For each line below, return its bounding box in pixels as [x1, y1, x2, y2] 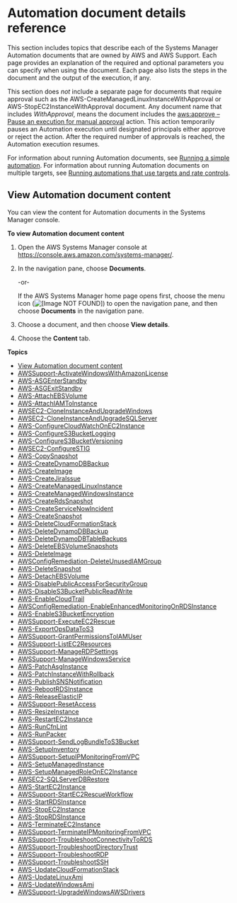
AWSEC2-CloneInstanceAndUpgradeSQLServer [17, 414, 158, 422]
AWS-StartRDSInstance [17, 798, 86, 806]
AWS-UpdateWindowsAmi [17, 880, 94, 889]
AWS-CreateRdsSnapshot [17, 497, 93, 505]
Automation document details [7, 5, 186, 21]
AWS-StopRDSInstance [17, 812, 86, 821]
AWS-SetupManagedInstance [17, 759, 105, 769]
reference [7, 20, 67, 36]
